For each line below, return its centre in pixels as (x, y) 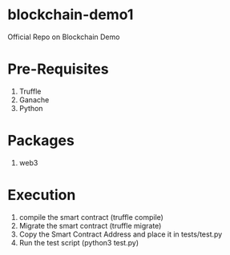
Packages (41, 141)
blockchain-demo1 (71, 15)
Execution (42, 195)
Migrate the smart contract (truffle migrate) (90, 225)
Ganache (34, 100)
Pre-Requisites (58, 69)
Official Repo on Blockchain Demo (64, 37)
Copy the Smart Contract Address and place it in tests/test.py (121, 234)
